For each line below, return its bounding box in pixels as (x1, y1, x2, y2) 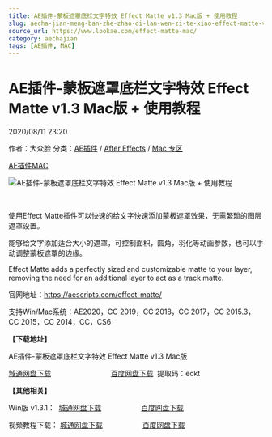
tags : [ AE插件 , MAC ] (8, 42, 75, 50)
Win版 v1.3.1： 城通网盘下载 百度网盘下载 (8, 403, 185, 413)
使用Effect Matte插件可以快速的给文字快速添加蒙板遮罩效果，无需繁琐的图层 (8, 211, 262, 221)
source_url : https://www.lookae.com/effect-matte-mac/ (8, 27, 198, 35)
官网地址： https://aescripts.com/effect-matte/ (8, 290, 162, 299)
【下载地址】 (8, 334, 51, 344)
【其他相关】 (8, 386, 51, 396)
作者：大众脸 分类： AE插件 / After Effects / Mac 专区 (8, 143, 184, 154)
